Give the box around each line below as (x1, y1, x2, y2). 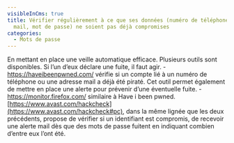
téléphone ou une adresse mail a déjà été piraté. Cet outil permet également (7, 77, 225, 86)
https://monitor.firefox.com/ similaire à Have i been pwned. (7, 92, 176, 101)
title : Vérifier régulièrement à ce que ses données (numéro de (7, 17, 198, 24)
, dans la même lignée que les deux (123, 107, 224, 116)
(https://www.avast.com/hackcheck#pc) (7, 107, 123, 116)
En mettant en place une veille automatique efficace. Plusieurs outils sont (7, 55, 217, 63)
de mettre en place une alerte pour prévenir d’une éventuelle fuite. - (7, 85, 202, 93)
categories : (7, 29, 42, 37)
